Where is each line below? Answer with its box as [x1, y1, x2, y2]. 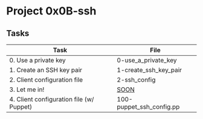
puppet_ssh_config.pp [117, 103, 180, 111]
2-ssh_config [117, 76, 156, 84]
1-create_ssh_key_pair [117, 66, 182, 74]
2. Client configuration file [9, 76, 83, 84]
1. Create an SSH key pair [9, 66, 83, 74]
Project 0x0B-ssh [6, 4, 97, 18]
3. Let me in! [9, 85, 45, 94]
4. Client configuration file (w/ [9, 95, 94, 103]
